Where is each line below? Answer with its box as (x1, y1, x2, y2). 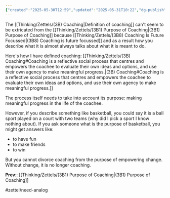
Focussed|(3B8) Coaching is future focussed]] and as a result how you (5, 37, 153, 44)
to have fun (12, 136, 36, 142)
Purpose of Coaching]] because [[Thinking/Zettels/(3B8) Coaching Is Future (5, 32, 164, 38)
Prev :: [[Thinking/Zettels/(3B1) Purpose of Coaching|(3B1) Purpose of (5, 172, 150, 178)
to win (12, 146, 26, 152)
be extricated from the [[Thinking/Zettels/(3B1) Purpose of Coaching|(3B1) (5, 26, 160, 33)
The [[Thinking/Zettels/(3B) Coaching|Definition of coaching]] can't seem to (5, 21, 164, 27)
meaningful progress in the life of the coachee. (5, 100, 103, 106)
